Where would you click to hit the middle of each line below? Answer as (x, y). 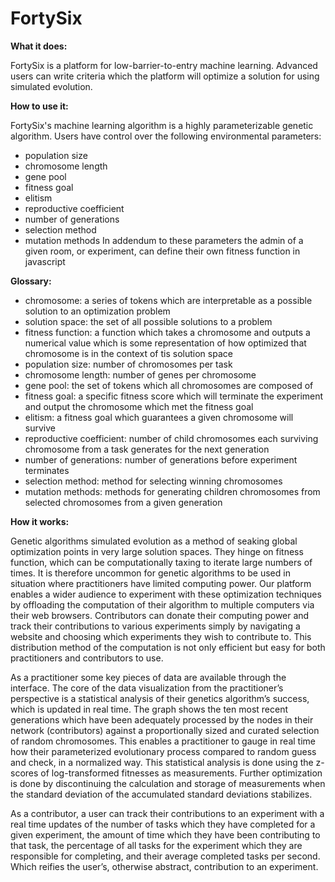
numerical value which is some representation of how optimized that (165, 343)
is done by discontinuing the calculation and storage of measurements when (168, 783)
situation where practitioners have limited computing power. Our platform (161, 583)
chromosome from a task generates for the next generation (147, 449)
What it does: (39, 46)
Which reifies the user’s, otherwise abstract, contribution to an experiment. (164, 866)
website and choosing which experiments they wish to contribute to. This (161, 636)
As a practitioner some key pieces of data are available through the (148, 677)
